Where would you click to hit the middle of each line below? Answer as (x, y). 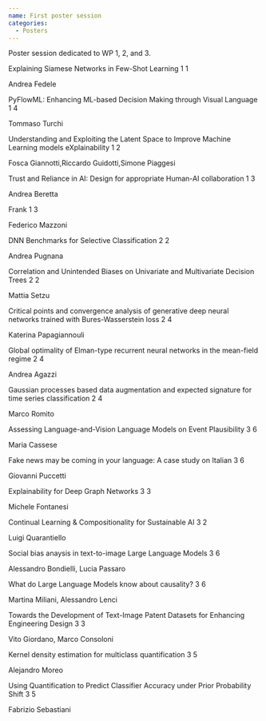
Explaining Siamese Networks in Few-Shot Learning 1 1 (99, 69)
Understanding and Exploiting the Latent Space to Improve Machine (120, 139)
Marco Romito (31, 414)
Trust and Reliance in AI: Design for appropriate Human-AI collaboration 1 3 (132, 179)
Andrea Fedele (32, 84)
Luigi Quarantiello (37, 538)
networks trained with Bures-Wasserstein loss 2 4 (90, 320)
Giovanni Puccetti (37, 476)
